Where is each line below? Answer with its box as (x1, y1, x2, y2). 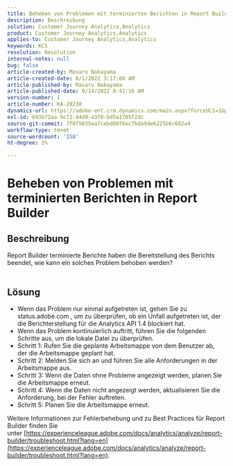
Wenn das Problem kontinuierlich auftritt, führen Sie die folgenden (17, 326, 207, 335)
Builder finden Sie (7, 421, 58, 430)
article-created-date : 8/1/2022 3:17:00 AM (7, 74, 135, 82)
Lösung (7, 286, 40, 298)
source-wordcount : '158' (7, 133, 79, 140)
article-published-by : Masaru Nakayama (7, 81, 123, 88)
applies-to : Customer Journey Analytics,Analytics (7, 36, 157, 43)
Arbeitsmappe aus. (17, 363, 71, 372)
